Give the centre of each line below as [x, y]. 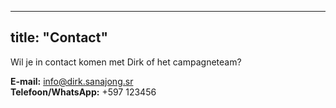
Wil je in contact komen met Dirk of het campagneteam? [126, 62]
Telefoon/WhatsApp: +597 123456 [83, 92]
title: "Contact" [59, 37]
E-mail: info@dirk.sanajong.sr [72, 81]
